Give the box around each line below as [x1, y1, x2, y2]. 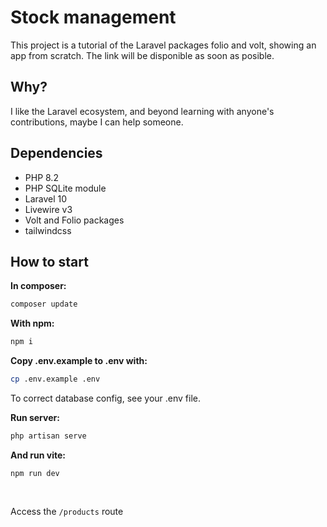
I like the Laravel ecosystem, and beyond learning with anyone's [10, 105, 275, 117]
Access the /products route [10, 505, 124, 517]
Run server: [10, 412, 60, 423]
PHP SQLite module [24, 182, 107, 194]
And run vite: [10, 449, 66, 461]
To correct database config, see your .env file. [10, 392, 202, 404]
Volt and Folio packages [24, 214, 125, 226]
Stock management [10, 6, 177, 29]
